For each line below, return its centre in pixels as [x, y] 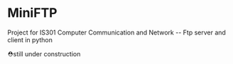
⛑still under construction [44, 53]
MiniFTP [32, 13]
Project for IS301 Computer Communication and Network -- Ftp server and [116, 32]
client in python [30, 39]
